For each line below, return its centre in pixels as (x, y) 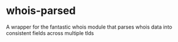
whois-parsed (41, 11)
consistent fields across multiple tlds (50, 33)
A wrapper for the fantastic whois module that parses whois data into (89, 27)
